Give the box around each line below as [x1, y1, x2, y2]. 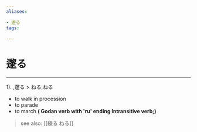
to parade [14, 101, 39, 109]
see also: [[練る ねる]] [20, 120, 73, 127]
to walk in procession [14, 95, 66, 103]
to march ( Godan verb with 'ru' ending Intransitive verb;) [14, 108, 157, 115]
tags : [6, 25, 19, 31]
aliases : [6, 8, 28, 15]
